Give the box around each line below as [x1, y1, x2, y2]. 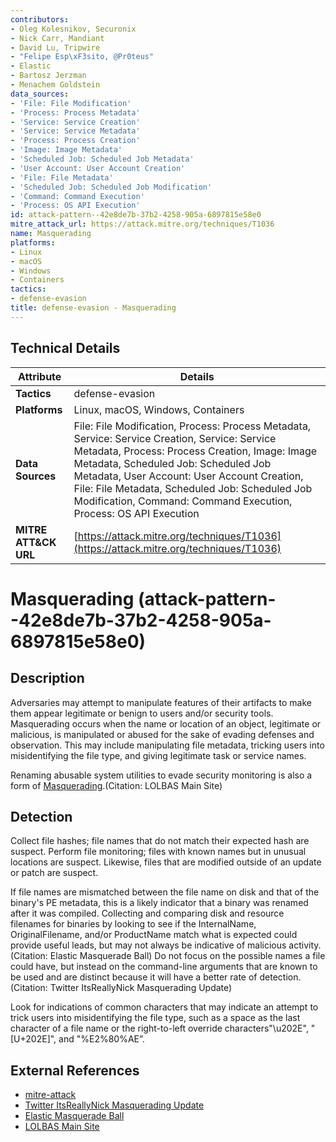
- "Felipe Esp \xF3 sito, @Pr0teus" [10, 52, 155, 62]
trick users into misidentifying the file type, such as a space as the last [10, 1012, 301, 1024]
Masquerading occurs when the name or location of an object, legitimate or [10, 717, 322, 730]
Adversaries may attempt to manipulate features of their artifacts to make [10, 696, 312, 708]
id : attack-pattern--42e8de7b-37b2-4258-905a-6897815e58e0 [10, 210, 262, 220]
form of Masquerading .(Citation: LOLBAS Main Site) [10, 779, 223, 791]
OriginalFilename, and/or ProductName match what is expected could [10, 929, 298, 941]
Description [10, 670, 85, 687]
